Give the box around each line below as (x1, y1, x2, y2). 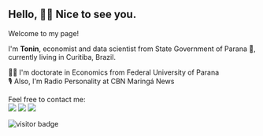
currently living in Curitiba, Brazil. (8, 52, 117, 61)
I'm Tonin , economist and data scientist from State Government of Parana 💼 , (8, 44, 256, 53)
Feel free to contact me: (8, 94, 86, 104)
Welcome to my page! (8, 28, 80, 38)
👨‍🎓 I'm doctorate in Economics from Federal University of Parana (8, 68, 220, 77)
